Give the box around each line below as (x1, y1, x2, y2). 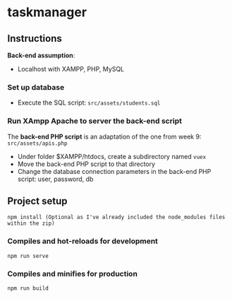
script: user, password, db (17, 175, 94, 183)
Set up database (7, 82, 65, 92)
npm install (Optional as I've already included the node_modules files (7, 213, 226, 221)
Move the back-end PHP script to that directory (17, 160, 156, 168)
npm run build (7, 285, 49, 292)
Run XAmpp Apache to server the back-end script (7, 116, 182, 126)
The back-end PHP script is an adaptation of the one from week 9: (7, 132, 202, 141)
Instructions (7, 33, 62, 45)
